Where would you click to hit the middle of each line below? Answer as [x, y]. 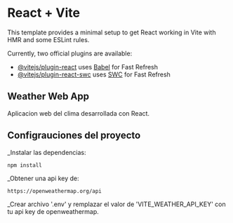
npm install [25, 165]
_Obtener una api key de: [43, 178]
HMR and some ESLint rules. [48, 39]
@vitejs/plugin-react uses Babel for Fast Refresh [88, 67]
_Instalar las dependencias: [47, 152]
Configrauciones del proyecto [74, 136]
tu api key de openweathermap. [53, 211]
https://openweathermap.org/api [54, 191]
